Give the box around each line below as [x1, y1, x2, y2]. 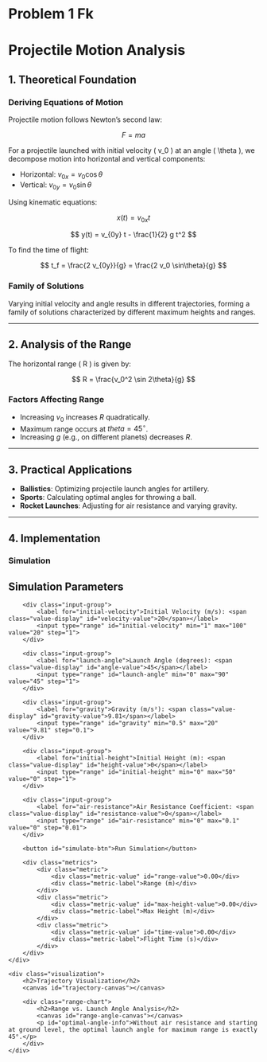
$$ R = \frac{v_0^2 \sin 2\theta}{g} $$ [71, 374, 196, 384]
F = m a [122, 131, 145, 140]
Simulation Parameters [8, 580, 124, 593]
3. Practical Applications [8, 463, 133, 476]
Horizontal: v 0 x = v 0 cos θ [19, 170, 103, 181]
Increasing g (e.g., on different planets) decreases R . [19, 432, 193, 442]
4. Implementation [8, 531, 101, 545]
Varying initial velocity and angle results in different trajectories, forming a [8, 299, 250, 308]
